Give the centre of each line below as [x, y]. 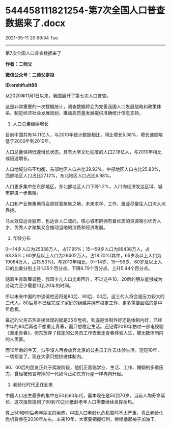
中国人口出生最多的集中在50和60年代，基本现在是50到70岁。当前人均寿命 [83, 395]
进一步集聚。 [27, 193]
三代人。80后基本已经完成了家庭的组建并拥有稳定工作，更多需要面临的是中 [84, 303]
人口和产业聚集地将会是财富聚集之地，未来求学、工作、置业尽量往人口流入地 [85, 204]
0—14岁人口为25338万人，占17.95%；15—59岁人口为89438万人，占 [78, 249]
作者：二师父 [19, 64]
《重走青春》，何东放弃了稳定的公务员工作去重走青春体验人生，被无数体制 [82, 332]
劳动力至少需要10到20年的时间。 [39, 285]
